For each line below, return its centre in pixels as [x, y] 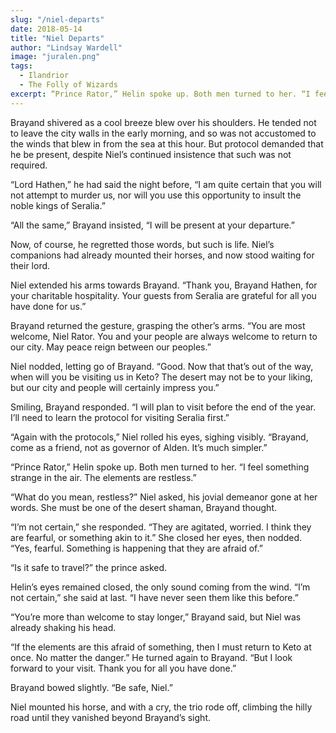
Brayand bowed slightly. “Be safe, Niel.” [91, 687]
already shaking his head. [63, 627]
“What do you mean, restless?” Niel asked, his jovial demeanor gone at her [164, 497]
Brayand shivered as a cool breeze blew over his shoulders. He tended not [163, 122]
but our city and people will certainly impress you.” [115, 387]
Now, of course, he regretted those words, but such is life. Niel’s [142, 244]
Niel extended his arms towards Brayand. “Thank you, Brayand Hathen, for [164, 285]
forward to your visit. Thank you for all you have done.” [123, 668]
